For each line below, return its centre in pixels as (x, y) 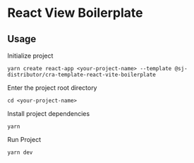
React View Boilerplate (75, 13)
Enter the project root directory (52, 88)
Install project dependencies (49, 113)
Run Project (24, 139)
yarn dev (20, 152)
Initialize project (30, 56)
